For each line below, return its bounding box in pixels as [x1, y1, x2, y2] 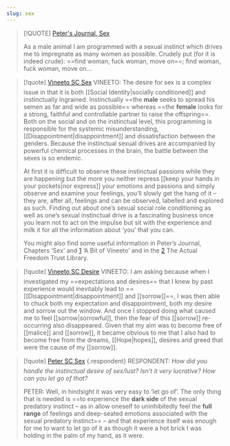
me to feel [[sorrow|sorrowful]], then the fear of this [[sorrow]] [23, 314, 201, 322]
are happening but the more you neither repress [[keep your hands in [23, 174, 220, 182]
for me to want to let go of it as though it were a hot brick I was [23, 424, 202, 432]
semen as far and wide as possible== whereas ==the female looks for [23, 103, 223, 111]
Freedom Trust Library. [23, 253, 89, 262]
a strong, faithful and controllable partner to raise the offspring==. [23, 109, 211, 118]
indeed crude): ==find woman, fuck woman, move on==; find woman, [23, 56, 221, 65]
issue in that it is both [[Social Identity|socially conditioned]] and [23, 87, 206, 96]
